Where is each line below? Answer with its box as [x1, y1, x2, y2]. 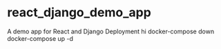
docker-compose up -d [7, 34, 74, 42]
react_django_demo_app [7, 5, 152, 20]
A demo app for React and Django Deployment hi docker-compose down [7, 27, 215, 35]
